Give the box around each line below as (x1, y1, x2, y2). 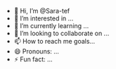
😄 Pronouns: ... (13, 47, 60, 56)
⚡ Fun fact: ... (13, 55, 53, 63)
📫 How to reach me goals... (13, 37, 96, 45)
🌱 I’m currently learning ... (13, 22, 89, 30)
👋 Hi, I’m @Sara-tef (13, 7, 70, 15)
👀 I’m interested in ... (13, 14, 74, 23)
